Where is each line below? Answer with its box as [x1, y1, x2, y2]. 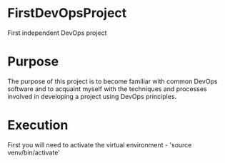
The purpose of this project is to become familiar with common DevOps [7, 77, 218, 85]
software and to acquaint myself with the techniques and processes [7, 84, 207, 93]
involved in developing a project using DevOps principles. [7, 92, 177, 100]
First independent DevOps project [7, 28, 107, 37]
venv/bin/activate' [7, 148, 61, 157]
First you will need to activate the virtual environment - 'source [7, 140, 192, 149]
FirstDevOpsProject [7, 5, 127, 21]
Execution [7, 117, 69, 133]
